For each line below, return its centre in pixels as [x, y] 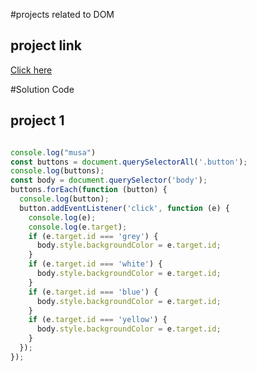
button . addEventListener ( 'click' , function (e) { [124, 208]
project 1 [37, 120]
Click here [31, 70]
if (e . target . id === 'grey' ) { [93, 236]
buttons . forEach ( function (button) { [89, 190]
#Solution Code [42, 89]
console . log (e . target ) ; [78, 227]
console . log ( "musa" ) [53, 152]
